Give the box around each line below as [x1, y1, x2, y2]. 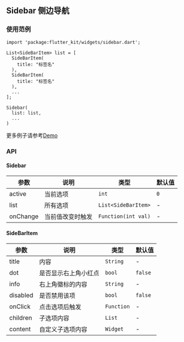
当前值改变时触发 [44, 212, 93, 221]
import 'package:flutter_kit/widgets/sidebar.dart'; [6, 39, 141, 45]
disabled [9, 291, 34, 299]
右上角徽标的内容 [38, 280, 88, 289]
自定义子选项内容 [38, 325, 88, 334]
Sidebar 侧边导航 [6, 5, 70, 16]
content [9, 325, 31, 334]
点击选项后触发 [38, 303, 82, 311]
